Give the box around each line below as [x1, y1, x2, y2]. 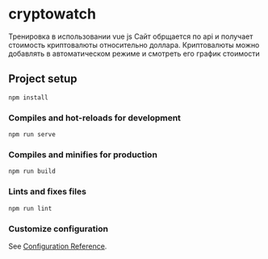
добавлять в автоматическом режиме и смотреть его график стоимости [8, 48, 260, 58]
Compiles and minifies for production [8, 148, 157, 160]
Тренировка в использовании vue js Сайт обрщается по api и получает [8, 31, 253, 41]
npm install [8, 94, 48, 102]
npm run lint [8, 204, 52, 212]
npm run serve [8, 131, 57, 139]
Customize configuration [8, 223, 109, 234]
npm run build [8, 167, 57, 176]
